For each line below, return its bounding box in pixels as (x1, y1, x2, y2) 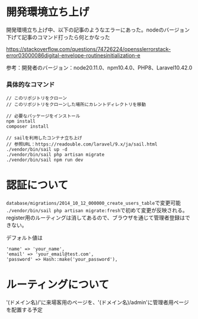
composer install (6, 124, 49, 130)
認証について (6, 179, 69, 192)
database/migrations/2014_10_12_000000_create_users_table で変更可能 (6, 200, 181, 207)
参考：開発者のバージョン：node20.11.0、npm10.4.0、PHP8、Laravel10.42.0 (6, 64, 193, 71)
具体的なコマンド (6, 80, 55, 89)
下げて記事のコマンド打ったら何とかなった (6, 33, 110, 40)
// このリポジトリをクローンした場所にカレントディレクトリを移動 (6, 102, 146, 108)
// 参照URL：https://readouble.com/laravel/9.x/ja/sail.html (6, 141, 158, 147)
